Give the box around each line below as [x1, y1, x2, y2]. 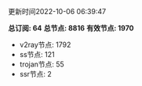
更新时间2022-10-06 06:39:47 [8, 7, 107, 16]
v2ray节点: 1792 [19, 40, 71, 49]
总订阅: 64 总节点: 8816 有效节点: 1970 [8, 23, 134, 33]
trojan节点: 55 [19, 59, 64, 69]
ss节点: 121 [19, 50, 55, 59]
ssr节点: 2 [19, 70, 53, 78]
